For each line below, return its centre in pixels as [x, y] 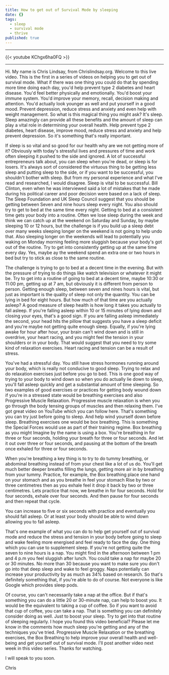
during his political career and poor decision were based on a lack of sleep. [83, 193]
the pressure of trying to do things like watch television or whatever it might [83, 273]
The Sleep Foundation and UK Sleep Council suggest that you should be [80, 199]
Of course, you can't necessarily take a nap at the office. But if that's [76, 594]
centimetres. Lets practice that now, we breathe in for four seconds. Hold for [84, 490]
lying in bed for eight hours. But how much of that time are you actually [79, 300]
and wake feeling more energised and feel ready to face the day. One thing [83, 542]
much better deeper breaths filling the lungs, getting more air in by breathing [84, 469]
